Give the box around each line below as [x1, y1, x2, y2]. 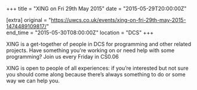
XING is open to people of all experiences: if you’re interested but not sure [6, 65, 189, 72]
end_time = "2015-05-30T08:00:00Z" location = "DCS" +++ [6, 29, 154, 36]
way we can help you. [6, 77, 60, 84]
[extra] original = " [6, 17, 51, 23]
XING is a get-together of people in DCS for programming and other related [6, 41, 192, 47]
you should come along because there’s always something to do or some [6, 71, 186, 78]
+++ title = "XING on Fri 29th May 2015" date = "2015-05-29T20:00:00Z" [6, 5, 187, 12]
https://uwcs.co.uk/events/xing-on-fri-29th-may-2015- [50, 17, 186, 23]
